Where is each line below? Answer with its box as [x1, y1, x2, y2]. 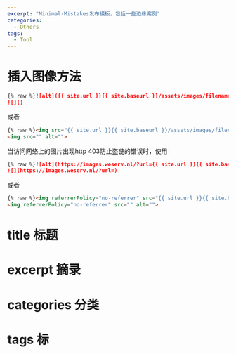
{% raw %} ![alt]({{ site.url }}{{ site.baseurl [7, 93, 150, 100]
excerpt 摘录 [7, 262, 81, 278]
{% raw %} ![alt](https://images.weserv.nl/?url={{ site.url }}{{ [7, 161, 202, 168]
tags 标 [7, 332, 49, 348]
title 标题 [7, 228, 58, 243]
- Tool [13, 37, 33, 44]
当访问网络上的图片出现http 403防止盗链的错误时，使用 [7, 147, 168, 155]
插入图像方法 [7, 69, 82, 85]
